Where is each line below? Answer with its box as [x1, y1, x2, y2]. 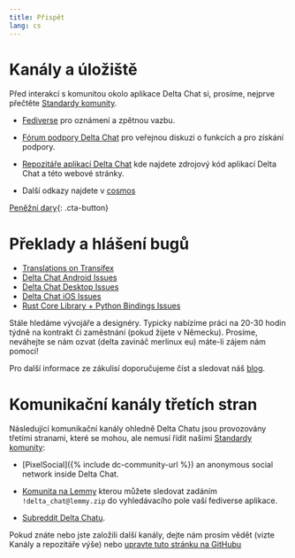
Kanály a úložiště [9, 59, 138, 80]
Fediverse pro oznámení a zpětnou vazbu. [21, 115, 176, 126]
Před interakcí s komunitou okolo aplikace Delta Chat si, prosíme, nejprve [9, 89, 276, 99]
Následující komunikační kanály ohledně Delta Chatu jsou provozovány [9, 423, 267, 434]
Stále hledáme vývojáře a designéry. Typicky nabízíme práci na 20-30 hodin [9, 318, 286, 329]
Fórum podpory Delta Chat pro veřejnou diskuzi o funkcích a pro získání [21, 132, 284, 143]
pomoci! [9, 346, 40, 357]
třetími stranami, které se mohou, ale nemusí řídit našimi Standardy [9, 433, 253, 444]
